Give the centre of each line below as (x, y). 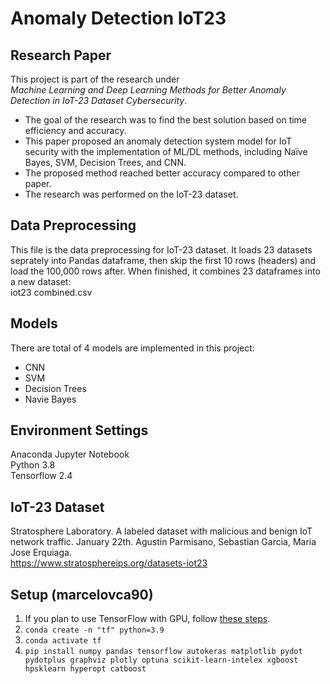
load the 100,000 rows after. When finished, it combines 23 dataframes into (165, 271)
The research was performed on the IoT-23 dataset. (131, 194)
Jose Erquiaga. (41, 553)
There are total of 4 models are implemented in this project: (132, 348)
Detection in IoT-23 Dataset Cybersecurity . (99, 100)
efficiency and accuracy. (75, 130)
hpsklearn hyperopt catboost (85, 669)
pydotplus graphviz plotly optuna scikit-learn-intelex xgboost (161, 660)
